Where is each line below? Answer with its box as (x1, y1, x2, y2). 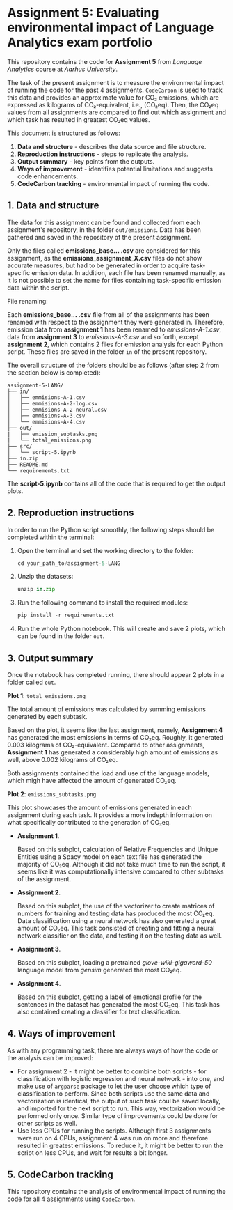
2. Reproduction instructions (7, 507, 134, 519)
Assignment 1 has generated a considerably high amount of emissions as (7, 748, 218, 757)
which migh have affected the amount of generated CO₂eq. (7, 777, 177, 784)
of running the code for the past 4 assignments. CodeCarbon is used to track (7, 86, 223, 94)
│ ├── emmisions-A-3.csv (7, 412, 86, 419)
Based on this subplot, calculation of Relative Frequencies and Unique (17, 845, 218, 853)
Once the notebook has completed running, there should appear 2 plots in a (7, 671, 225, 678)
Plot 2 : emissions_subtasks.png (7, 790, 97, 798)
